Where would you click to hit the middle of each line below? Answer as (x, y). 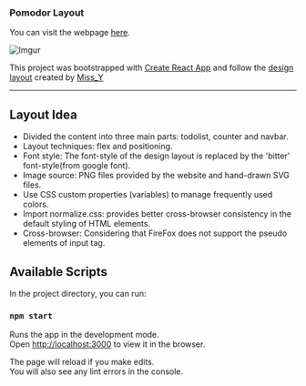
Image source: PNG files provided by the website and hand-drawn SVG (156, 176)
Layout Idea (43, 114)
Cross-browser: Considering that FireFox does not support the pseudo (155, 233)
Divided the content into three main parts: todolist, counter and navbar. (155, 137)
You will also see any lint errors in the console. (97, 371)
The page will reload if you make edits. (82, 362)
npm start (31, 315)
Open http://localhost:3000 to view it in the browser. (107, 344)
